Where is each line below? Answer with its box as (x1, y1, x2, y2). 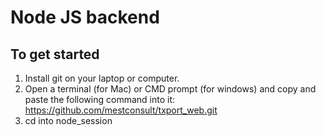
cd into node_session (24, 115, 113, 126)
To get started (10, 46, 100, 63)
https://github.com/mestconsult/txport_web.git (24, 104, 218, 116)
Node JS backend (10, 6, 160, 29)
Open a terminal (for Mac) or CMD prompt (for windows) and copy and (24, 83, 317, 95)
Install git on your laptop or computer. (24, 72, 180, 84)
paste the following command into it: (24, 94, 175, 105)
